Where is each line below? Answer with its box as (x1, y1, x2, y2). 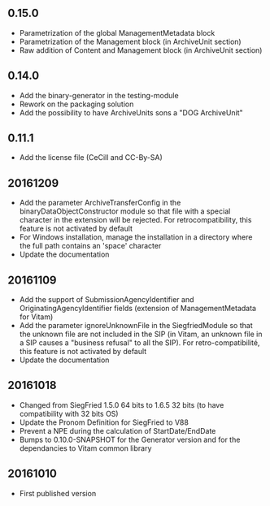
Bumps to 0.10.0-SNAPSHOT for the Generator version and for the (19, 435, 241, 444)
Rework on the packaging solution (19, 99, 134, 109)
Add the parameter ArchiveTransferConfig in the (19, 198, 181, 208)
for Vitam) (19, 312, 54, 322)
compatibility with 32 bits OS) (19, 409, 119, 418)
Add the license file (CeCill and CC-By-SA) (19, 153, 163, 162)
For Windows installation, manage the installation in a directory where (19, 232, 253, 242)
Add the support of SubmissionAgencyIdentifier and (19, 295, 194, 305)
